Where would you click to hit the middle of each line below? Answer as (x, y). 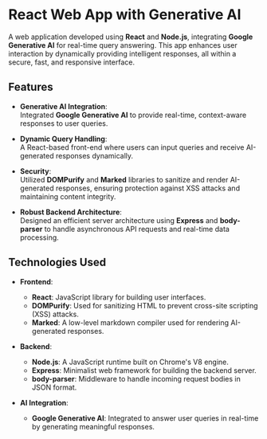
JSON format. (54, 387)
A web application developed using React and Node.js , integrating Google (131, 37)
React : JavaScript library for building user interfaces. (119, 297)
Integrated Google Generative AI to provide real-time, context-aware (133, 115)
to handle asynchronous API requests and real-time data (137, 229)
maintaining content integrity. (68, 196)
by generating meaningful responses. (93, 426)
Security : (35, 171)
